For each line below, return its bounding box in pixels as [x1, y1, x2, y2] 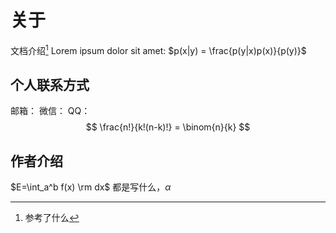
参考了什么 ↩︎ [24, 212, 80, 224]
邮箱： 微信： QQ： [10, 105, 91, 117]
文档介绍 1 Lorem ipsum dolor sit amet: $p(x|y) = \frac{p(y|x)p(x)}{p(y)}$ [10, 42, 307, 56]
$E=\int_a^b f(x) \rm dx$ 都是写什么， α [10, 181, 172, 193]
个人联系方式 [10, 76, 90, 93]
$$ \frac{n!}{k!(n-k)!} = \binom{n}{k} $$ [85, 121, 251, 133]
